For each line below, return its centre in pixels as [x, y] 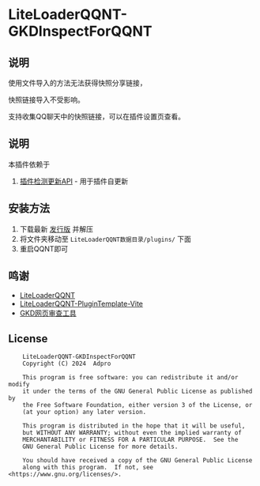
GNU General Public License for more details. [100, 447]
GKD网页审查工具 [48, 313]
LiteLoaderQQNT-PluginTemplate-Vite [81, 304]
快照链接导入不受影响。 [46, 100]
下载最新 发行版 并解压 [56, 229]
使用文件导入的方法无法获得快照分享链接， [77, 83]
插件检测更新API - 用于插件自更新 [74, 181]
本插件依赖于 [29, 164]
